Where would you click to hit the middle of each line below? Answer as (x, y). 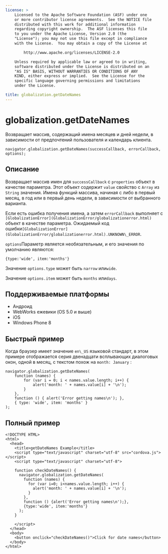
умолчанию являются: (30, 249)
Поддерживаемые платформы (57, 294)
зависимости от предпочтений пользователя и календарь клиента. (79, 140)
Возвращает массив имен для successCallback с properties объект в (80, 182)
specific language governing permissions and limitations (77, 81)
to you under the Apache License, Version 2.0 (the (70, 34)
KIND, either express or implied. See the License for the (80, 76)
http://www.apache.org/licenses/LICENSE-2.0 (72, 52)
